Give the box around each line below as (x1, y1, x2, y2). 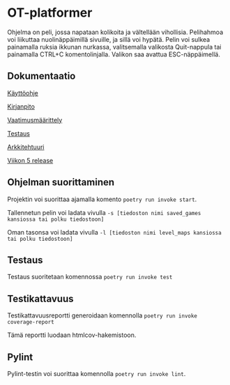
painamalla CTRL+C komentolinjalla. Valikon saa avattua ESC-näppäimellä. (7, 50, 221, 58)
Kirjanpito (7, 102, 35, 111)
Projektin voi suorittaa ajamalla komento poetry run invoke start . (7, 195, 197, 203)
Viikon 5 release (7, 156, 54, 164)
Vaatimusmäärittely (7, 116, 63, 124)
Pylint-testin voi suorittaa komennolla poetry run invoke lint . (7, 370, 186, 377)
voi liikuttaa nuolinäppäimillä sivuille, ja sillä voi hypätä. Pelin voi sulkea (7, 35, 210, 43)
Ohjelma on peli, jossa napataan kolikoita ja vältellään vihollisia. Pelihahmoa (7, 28, 224, 36)
